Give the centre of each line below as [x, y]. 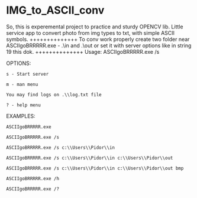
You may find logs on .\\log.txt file [54, 95]
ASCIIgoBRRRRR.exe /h [33, 178]
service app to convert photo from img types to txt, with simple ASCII [91, 33]
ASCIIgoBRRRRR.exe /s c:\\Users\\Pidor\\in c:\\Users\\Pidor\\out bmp [95, 168]
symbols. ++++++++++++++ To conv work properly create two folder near [98, 39]
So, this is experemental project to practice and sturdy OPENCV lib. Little [95, 27]
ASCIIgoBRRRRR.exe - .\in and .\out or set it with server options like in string [99, 46]
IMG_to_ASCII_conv [55, 10]
